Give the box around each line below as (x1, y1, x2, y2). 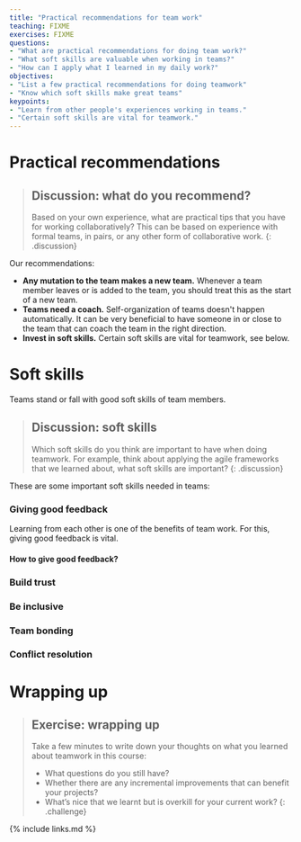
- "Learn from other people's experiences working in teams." (9, 105, 247, 114)
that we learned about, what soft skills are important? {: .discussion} (31, 462, 284, 473)
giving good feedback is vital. (9, 533, 119, 544)
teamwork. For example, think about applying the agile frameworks (31, 453, 279, 464)
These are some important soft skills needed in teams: (9, 480, 210, 491)
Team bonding (9, 624, 74, 637)
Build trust (9, 576, 57, 588)
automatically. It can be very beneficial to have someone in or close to (22, 314, 282, 325)
